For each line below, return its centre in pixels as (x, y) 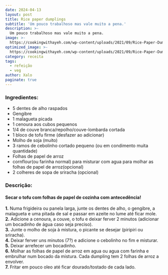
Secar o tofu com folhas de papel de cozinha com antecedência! (73, 197)
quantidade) (25, 151)
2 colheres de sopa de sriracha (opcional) (55, 172)
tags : (11, 61)
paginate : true (21, 80)
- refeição (21, 66)
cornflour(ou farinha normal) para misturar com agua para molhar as (83, 162)
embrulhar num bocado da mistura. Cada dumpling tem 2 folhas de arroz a (82, 256)
